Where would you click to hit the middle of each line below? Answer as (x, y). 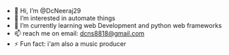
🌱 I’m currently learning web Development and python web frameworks (118, 25)
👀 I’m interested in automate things (64, 18)
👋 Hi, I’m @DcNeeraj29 (47, 11)
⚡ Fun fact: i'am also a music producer (70, 44)
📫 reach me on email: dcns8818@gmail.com (79, 33)
